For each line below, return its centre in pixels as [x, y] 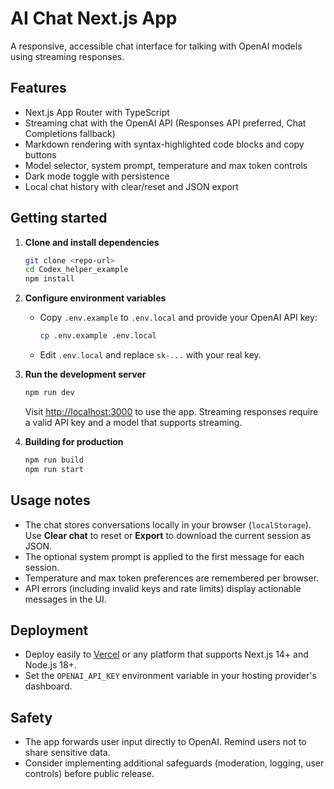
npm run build [54, 460]
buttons [40, 154]
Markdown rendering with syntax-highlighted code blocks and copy [164, 144]
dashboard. [48, 686]
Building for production [74, 441]
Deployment [49, 630]
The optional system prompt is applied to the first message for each [164, 556]
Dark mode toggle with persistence [97, 176]
